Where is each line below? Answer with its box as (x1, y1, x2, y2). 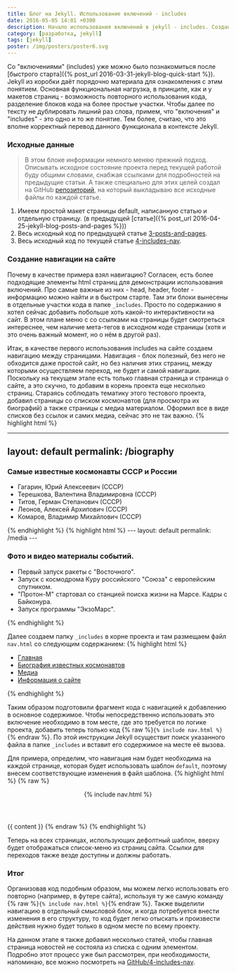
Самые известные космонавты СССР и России (7, 466, 178, 476)
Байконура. (17, 597, 53, 605)
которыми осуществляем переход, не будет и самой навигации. (7, 366, 202, 375)
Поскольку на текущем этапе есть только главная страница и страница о (7, 374, 229, 382)
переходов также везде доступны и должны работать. (7, 850, 171, 859)
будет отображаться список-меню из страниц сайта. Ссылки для (7, 843, 204, 852)
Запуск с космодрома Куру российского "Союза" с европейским (17, 575, 216, 583)
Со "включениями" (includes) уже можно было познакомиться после (7, 63, 216, 70)
